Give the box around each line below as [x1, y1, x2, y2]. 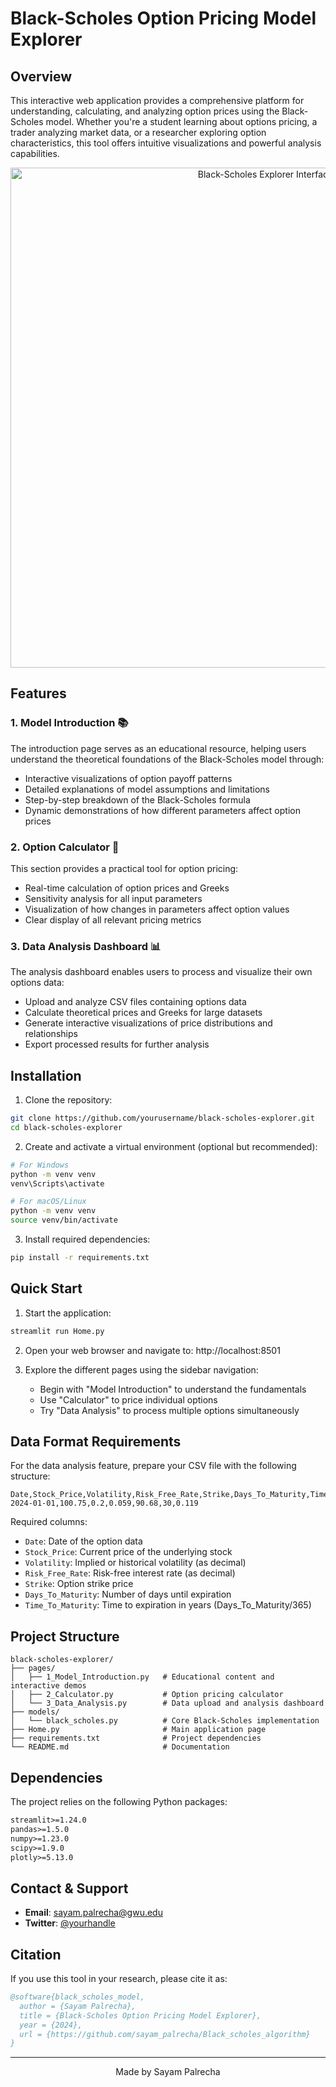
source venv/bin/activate [10, 1215, 118, 1226]
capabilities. [10, 148, 60, 159]
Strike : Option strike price [24, 1578, 134, 1590]
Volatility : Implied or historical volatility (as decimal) [24, 1557, 247, 1569]
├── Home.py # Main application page [10, 1725, 267, 1735]
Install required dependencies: [24, 1233, 151, 1246]
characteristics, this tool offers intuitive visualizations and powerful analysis [10, 137, 322, 149]
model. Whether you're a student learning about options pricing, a [45, 116, 318, 127]
